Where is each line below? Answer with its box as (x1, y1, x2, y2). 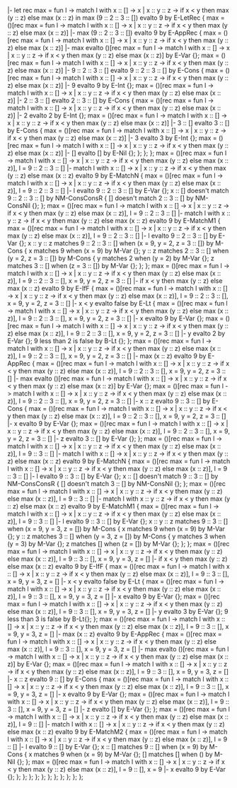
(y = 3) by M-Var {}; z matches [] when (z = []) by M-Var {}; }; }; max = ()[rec (7, 540, 230, 547)
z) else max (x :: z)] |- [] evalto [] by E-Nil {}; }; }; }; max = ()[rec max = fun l (7, 149, 227, 157)
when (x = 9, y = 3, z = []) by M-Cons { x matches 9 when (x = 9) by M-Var (7, 525, 225, 533)
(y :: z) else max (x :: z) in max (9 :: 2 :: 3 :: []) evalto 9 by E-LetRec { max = (7, 13, 225, 22)
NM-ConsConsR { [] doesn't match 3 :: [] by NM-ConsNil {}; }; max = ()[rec (7, 480, 226, 487)
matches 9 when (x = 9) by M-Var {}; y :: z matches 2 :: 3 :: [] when (33, 247, 229, 255)
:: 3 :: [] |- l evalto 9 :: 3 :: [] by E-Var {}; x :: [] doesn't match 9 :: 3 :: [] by (7, 472, 219, 480)
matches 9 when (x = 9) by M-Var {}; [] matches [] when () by (33, 750, 214, 758)
